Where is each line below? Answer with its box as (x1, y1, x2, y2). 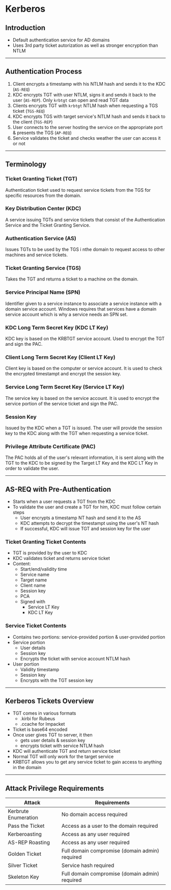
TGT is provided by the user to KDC (12, 550, 88, 556)
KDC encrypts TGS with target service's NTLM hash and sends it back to (12, 113, 165, 119)
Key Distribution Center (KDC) (5, 205, 81, 212)
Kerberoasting (8, 831, 42, 838)
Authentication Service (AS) (5, 235, 76, 242)
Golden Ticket (8, 850, 42, 857)
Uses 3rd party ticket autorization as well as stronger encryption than (12, 42, 158, 48)
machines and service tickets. (5, 252, 68, 258)
